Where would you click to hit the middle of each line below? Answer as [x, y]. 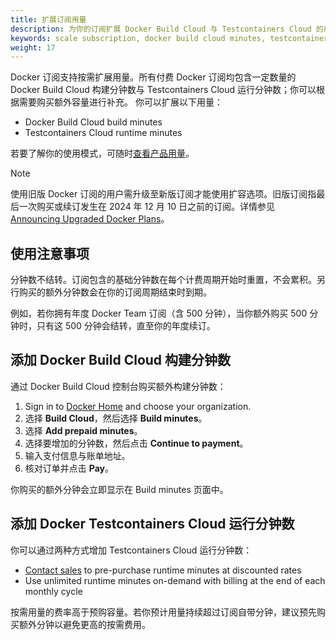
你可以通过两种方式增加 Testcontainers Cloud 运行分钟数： [131, 550]
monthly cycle [53, 591]
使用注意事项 [50, 253]
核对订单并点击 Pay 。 [69, 468]
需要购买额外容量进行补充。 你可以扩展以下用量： [120, 102]
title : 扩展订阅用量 [48, 19]
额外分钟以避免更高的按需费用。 [84, 624]
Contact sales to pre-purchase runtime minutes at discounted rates [163, 570]
